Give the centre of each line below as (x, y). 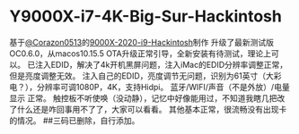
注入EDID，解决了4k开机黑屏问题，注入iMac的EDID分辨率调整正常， (161, 64)
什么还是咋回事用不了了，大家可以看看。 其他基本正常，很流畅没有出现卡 (152, 109)
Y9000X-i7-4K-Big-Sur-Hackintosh (146, 17)
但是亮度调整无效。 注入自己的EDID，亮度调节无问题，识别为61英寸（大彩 (145, 75)
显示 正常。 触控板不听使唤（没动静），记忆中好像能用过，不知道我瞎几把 (143, 98)
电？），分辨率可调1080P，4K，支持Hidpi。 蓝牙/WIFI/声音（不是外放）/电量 (149, 87)
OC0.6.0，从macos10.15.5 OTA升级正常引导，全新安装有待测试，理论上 (141, 53)
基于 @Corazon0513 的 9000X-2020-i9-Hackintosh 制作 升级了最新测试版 (141, 42)
